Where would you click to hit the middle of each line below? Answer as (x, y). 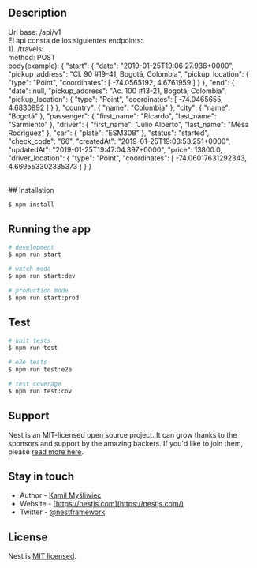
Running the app (49, 229)
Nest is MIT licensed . (43, 556)
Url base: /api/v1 (35, 32)
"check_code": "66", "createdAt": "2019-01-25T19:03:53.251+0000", (119, 141)
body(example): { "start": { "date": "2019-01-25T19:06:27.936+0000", (121, 66)
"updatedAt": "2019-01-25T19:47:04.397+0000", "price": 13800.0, (115, 149)
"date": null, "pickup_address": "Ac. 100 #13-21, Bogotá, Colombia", (117, 91)
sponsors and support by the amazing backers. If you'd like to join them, (125, 443)
